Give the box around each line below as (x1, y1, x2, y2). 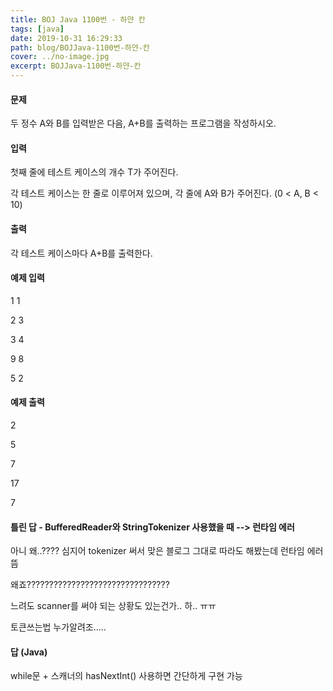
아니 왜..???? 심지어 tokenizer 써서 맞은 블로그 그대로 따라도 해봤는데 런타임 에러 (10, 545, 324, 557)
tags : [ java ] (10, 24, 65, 34)
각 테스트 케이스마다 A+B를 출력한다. (10, 247, 153, 259)
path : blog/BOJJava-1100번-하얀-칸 (10, 42, 150, 53)
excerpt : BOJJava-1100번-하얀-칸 (10, 61, 142, 71)
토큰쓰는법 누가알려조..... (10, 621, 107, 633)
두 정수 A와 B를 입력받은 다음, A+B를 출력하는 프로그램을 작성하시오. (10, 117, 277, 130)
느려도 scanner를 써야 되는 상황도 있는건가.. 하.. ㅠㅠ (10, 600, 217, 612)
